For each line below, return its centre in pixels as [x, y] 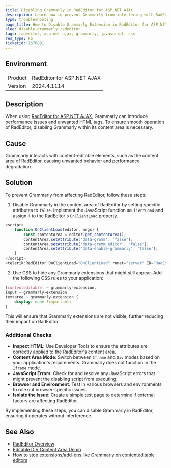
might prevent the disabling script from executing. [65, 379]
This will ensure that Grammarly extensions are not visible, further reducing [84, 316]
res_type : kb [19, 39]
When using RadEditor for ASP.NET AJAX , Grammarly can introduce [77, 116]
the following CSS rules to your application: [58, 278]
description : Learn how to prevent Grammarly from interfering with [79, 15]
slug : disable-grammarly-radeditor [43, 29]
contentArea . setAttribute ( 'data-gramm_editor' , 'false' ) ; [86, 244]
